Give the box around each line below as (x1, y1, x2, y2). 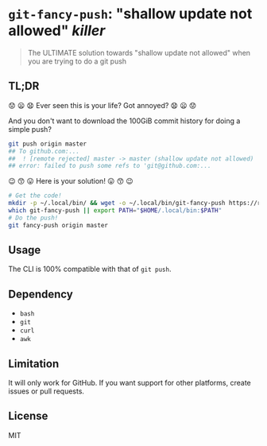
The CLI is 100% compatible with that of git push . (8, 264, 172, 274)
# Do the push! (8, 214, 59, 222)
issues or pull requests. (8, 386, 85, 396)
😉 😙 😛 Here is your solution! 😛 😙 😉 (8, 176, 133, 186)
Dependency (8, 287, 73, 301)
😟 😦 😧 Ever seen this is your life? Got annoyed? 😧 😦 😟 (8, 100, 197, 110)
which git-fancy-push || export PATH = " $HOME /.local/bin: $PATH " (8, 207, 222, 215)
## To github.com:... (8, 147, 80, 155)
